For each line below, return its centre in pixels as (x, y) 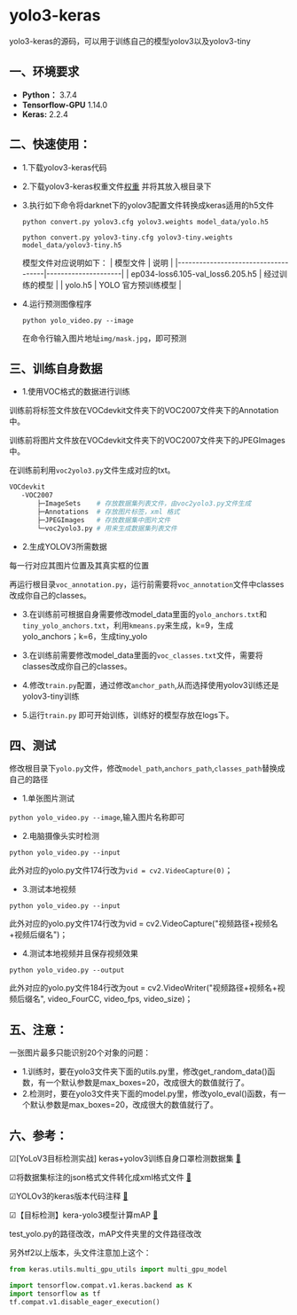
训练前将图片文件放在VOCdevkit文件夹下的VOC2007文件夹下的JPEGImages (147, 441)
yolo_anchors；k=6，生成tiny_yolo (85, 636)
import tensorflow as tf (55, 1294)
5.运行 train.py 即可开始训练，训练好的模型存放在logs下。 (128, 715)
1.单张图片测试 (48, 798)
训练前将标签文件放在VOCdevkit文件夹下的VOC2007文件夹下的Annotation (144, 411)
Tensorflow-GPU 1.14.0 (65, 105)
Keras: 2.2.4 (45, 114)
